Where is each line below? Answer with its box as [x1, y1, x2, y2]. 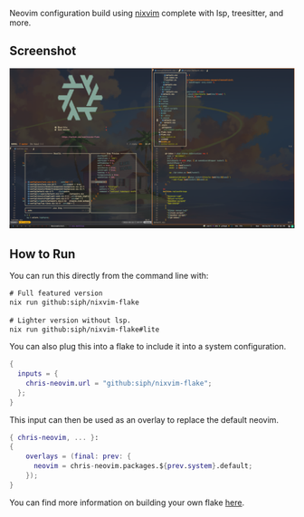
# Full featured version [9, 289, 103, 298]
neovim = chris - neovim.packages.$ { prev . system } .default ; [33, 462, 253, 471]
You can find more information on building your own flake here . [9, 497, 245, 508]
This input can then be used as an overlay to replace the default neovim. [9, 414, 279, 425]
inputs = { [17, 369, 59, 378]
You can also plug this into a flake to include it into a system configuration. [9, 341, 287, 352]
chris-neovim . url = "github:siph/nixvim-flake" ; [25, 378, 213, 388]
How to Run [9, 246, 76, 262]
